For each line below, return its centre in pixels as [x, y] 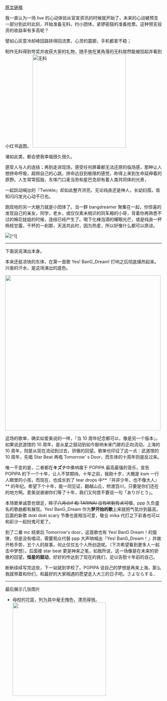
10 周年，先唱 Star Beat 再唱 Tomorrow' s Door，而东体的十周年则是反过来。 [83, 457]
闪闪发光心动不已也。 [31, 196]
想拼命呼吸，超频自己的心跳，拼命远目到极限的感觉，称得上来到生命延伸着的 [83, 173]
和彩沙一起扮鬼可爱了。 [29, 522]
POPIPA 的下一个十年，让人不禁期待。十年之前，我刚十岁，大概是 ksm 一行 [82, 474]
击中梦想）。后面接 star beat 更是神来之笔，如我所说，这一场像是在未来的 [80, 551]
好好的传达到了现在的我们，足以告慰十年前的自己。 [105, 557]
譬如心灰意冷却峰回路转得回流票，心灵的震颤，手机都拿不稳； [68, 41]
